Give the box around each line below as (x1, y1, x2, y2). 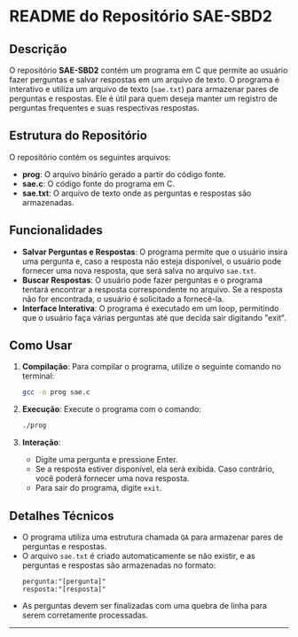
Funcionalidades (9, 223, 104, 238)
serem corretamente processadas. (21, 610, 149, 620)
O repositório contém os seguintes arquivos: (9, 151, 171, 162)
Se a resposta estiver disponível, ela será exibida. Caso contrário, (35, 463, 275, 475)
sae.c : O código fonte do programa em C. (21, 178, 176, 189)
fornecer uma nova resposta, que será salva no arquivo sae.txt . (21, 265, 257, 276)
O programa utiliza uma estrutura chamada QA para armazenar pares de (21, 532, 284, 542)
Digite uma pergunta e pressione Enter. (35, 454, 178, 465)
